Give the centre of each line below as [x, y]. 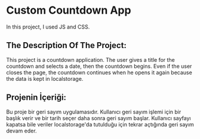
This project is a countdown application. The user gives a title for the [90, 59]
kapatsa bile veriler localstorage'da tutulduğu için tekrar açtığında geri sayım [100, 124]
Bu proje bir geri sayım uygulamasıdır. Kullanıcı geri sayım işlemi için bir [94, 112]
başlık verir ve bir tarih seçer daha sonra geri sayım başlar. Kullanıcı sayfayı [99, 118]
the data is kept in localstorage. [45, 78]
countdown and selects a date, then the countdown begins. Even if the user [99, 66]
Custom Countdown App [69, 10]
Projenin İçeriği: [36, 98]
